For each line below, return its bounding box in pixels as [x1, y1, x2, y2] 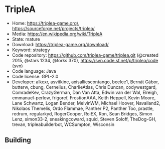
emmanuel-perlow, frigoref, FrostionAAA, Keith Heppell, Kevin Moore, [12, 94, 156, 101]
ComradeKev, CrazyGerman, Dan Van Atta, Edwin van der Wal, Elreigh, [12, 89, 158, 95]
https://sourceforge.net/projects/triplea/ [12, 25, 95, 31]
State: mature [12, 36, 41, 42]
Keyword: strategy [12, 47, 50, 53]
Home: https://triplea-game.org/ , [12, 20, 80, 26]
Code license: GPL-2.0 [12, 73, 59, 79]
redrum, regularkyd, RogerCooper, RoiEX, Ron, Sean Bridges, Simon [12, 110, 152, 116]
